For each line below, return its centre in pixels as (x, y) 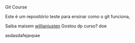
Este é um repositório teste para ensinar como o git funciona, (68, 16)
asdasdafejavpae (23, 35)
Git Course (16, 7)
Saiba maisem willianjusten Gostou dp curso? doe (56, 26)
